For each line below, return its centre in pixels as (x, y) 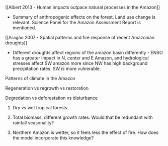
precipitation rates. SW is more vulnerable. (57, 68)
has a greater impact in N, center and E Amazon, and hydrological (81, 58)
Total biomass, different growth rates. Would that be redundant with (82, 117)
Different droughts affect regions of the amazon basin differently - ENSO (88, 53)
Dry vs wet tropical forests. (40, 107)
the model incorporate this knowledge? (53, 138)
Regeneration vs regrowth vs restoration (47, 88)
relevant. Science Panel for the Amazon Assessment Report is (76, 22)
